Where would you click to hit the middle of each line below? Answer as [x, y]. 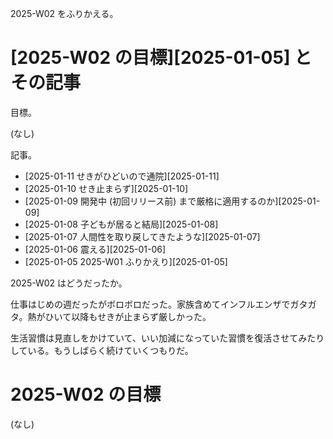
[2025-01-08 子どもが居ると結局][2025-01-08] [121, 224]
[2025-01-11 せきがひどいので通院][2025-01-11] [122, 176]
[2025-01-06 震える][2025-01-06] [95, 249]
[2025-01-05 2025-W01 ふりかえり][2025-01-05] [126, 261]
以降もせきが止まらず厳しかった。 [141, 316]
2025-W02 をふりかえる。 [64, 13]
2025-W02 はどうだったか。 [69, 283]
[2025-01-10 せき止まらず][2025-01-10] [106, 188]
